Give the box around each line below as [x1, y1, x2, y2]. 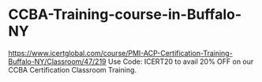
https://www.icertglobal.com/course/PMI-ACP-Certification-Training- [8, 48, 233, 58]
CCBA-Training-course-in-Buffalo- [8, 6, 242, 24]
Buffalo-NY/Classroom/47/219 [8, 57, 107, 66]
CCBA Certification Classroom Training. [8, 65, 137, 74]
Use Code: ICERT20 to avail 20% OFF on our [107, 57, 254, 66]
